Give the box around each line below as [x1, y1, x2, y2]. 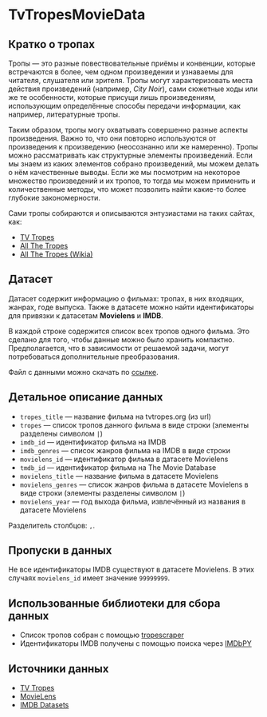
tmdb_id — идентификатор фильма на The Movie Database [19, 462, 217, 472]
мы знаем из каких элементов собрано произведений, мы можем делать [8, 159, 260, 169]
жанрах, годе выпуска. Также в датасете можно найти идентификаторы [8, 302, 254, 312]
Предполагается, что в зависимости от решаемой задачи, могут [8, 343, 230, 353]
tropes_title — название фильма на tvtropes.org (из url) [19, 412, 211, 421]
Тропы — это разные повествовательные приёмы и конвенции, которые [8, 58, 256, 68]
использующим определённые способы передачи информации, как [8, 102, 241, 110]
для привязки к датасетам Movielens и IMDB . [8, 310, 163, 321]
